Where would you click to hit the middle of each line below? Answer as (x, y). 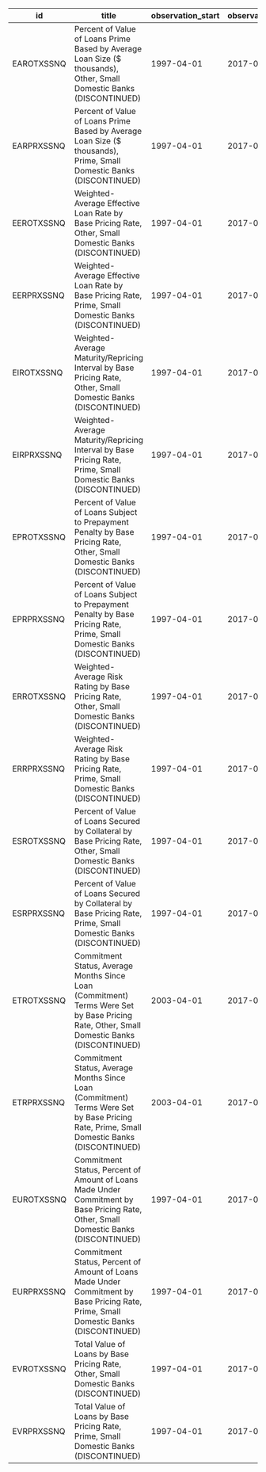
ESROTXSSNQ (39, 841)
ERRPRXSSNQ (39, 769)
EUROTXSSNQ (40, 1199)
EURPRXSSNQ (39, 1292)
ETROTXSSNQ (39, 1000)
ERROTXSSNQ (39, 696)
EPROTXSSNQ (39, 537)
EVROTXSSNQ (39, 1369)
